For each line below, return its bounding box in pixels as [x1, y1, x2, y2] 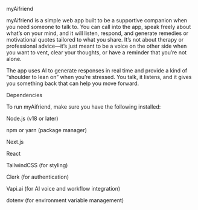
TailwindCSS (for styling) [6, 162, 68, 168]
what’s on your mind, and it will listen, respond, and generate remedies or [6, 30, 189, 37]
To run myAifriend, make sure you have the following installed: [6, 103, 161, 110]
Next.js [6, 138, 24, 145]
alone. [6, 56, 22, 62]
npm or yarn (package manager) [6, 127, 88, 133]
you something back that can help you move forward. [6, 80, 139, 87]
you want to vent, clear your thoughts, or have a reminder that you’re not [6, 49, 187, 56]
